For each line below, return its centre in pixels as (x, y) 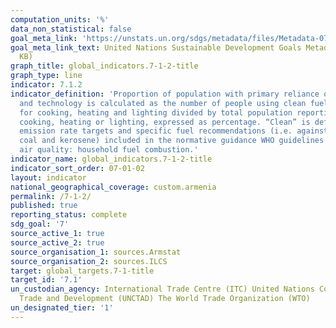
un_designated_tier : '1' (62, 308)
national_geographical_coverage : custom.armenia (113, 187)
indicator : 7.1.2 (46, 85)
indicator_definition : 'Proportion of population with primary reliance (165, 94)
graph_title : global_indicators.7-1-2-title (104, 66)
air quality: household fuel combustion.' (109, 150)
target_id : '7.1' (46, 280)
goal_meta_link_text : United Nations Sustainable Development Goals (156, 47)
